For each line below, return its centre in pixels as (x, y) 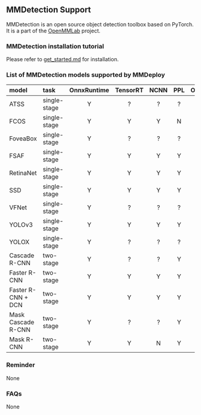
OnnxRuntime (89, 91)
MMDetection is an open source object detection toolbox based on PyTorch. (100, 24)
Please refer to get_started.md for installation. (63, 59)
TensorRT (129, 91)
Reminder (21, 365)
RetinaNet (23, 173)
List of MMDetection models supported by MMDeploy (86, 75)
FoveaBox (23, 139)
